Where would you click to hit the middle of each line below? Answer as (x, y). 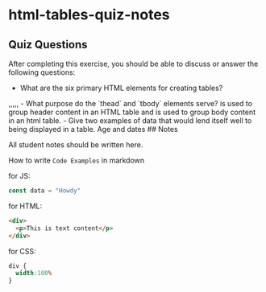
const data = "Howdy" (45, 191)
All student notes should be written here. (76, 145)
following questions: (42, 72)
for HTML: (25, 206)
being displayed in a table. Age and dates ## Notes (94, 129)
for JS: (19, 176)
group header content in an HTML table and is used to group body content (132, 112)
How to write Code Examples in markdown (77, 160)
